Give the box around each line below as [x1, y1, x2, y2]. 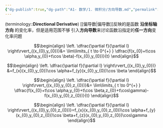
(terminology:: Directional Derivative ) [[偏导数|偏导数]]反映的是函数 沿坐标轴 [5, 21, 157, 27]
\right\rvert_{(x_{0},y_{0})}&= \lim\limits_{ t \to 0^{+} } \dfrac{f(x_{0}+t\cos [7, 48, 156, 54]
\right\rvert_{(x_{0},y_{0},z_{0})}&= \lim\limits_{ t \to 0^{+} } [22, 82, 141, 88]
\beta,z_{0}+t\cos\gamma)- [94, 87, 149, 93]
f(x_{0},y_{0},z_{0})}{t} [44, 93, 90, 98]
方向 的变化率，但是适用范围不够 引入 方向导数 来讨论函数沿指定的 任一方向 [5, 27, 152, 33]
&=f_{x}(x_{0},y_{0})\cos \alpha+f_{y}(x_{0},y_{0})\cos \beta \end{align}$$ [7, 67, 156, 73]
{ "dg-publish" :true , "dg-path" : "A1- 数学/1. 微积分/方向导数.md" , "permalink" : [5, 7, 159, 12]
